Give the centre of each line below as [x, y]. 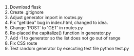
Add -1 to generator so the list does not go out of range [65, 38]
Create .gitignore [27, 12]
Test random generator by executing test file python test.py [69, 48]
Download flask [25, 7]
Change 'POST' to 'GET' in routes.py [46, 28]
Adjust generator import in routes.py [46, 17]
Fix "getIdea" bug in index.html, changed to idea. [59, 22]
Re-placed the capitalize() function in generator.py [60, 33]
